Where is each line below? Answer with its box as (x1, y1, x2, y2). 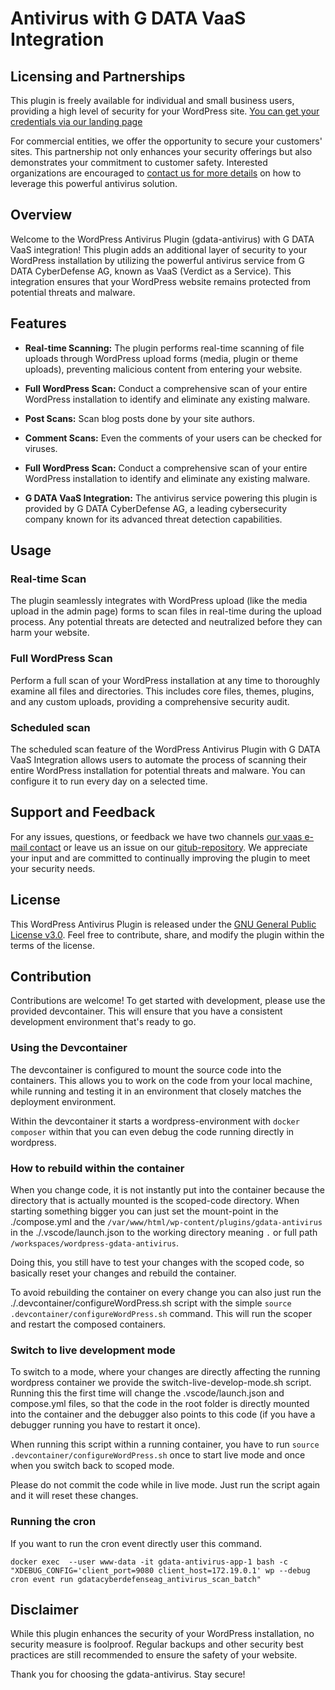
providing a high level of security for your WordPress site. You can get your (10, 105, 320, 117)
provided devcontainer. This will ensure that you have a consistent (10, 1005, 283, 1017)
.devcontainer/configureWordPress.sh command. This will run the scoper (10, 1307, 313, 1319)
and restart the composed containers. (10, 1318, 167, 1330)
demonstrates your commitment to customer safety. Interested (10, 157, 268, 168)
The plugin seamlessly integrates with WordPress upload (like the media (10, 595, 308, 607)
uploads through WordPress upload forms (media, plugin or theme (24, 352, 298, 364)
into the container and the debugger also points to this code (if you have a (10, 1408, 316, 1421)
